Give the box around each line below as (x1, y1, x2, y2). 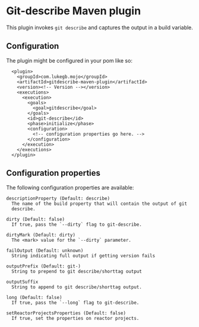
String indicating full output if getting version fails (11, 253, 156, 259)
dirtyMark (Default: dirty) (6, 232, 76, 238)
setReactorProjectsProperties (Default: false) (6, 310, 127, 316)
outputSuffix (6, 279, 39, 285)
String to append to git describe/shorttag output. (11, 284, 143, 290)
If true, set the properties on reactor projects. (11, 315, 140, 321)
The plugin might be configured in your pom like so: (6, 57, 132, 64)
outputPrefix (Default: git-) (6, 263, 81, 269)
